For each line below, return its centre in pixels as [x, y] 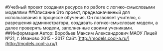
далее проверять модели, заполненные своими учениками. [69, 28]
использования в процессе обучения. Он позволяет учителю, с [73, 17]
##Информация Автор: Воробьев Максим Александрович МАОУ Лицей [81, 33]
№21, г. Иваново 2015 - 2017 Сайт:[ [42, 38]
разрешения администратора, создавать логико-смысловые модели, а [81, 23]
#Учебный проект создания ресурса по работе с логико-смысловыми [80, 7]
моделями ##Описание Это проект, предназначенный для [68, 12]
